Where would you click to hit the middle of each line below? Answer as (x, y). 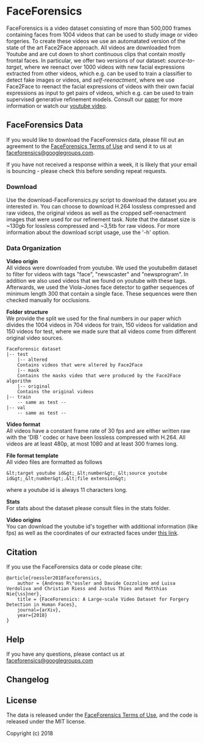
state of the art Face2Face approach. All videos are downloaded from (93, 48)
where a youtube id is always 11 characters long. (67, 490)
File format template (33, 456)
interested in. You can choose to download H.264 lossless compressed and (101, 207)
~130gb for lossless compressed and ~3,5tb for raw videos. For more (93, 226)
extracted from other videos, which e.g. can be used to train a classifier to (99, 73)
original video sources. (35, 338)
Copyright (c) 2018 (30, 733)
